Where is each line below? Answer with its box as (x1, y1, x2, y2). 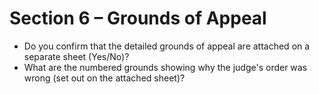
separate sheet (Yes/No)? (23, 50, 130, 62)
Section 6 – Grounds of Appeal (9, 7, 267, 30)
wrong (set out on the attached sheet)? (23, 72, 186, 84)
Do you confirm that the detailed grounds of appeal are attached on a (23, 40, 311, 52)
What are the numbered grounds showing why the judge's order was (23, 61, 308, 73)
